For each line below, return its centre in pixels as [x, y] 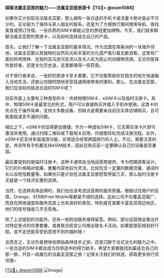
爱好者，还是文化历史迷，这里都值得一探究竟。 [56, 65]
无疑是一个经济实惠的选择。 [33, 180]
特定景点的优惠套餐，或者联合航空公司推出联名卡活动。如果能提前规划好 [82, 225]
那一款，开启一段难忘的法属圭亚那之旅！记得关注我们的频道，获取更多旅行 [80, 254]
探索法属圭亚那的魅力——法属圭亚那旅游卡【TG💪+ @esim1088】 [71, 8]
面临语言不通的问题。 [31, 116]
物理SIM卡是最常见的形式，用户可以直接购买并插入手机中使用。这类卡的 [86, 104]
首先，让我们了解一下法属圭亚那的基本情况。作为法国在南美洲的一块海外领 [80, 47]
